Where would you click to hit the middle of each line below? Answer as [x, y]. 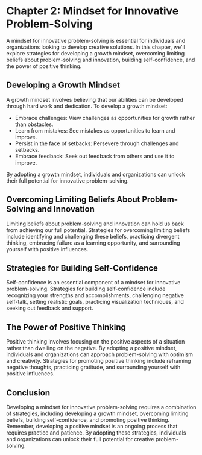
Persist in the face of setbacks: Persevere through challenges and [97, 143]
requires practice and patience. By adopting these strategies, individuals [96, 433]
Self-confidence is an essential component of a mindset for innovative [93, 283]
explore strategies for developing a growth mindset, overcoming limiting [96, 53]
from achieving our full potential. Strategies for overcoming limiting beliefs [98, 230]
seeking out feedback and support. [50, 308]
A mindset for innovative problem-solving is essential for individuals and [96, 40]
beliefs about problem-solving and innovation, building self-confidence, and [101, 60]
